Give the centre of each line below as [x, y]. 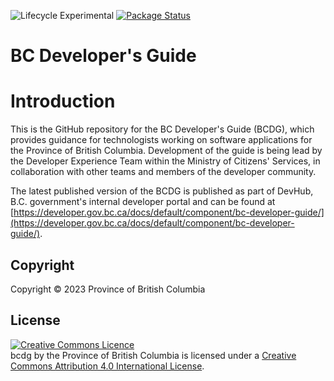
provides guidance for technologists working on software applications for [161, 140]
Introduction [63, 101]
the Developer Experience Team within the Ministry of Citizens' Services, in [165, 161]
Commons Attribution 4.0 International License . [107, 366]
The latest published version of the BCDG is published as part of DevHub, [162, 191]
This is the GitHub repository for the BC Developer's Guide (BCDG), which [162, 129]
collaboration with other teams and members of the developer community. [163, 172]
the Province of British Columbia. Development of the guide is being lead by [166, 151]
